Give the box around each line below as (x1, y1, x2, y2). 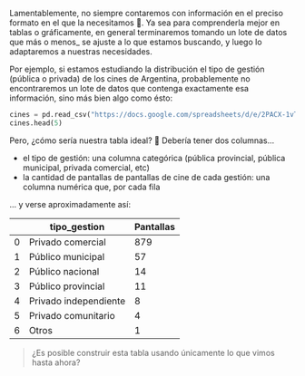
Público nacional (28, 265, 100, 277)
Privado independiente (28, 294, 126, 307)
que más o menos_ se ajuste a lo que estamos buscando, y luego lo (9, 36, 262, 47)
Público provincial (28, 280, 105, 293)
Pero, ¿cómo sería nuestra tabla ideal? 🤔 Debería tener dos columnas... (9, 135, 275, 146)
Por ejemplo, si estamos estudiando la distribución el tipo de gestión (9, 63, 265, 74)
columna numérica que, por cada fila (22, 181, 161, 192)
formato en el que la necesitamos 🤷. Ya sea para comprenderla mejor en (9, 17, 280, 28)
